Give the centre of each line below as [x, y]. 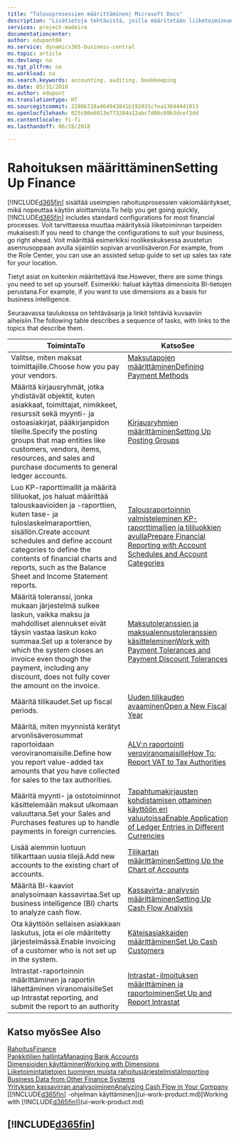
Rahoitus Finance [32, 1049]
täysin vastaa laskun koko [54, 632]
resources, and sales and [53, 458]
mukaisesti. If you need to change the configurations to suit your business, [116, 233]
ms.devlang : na [30, 60]
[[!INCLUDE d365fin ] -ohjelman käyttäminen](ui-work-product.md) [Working [118, 1094]
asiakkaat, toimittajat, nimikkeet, [64, 405]
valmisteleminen [155, 518]
